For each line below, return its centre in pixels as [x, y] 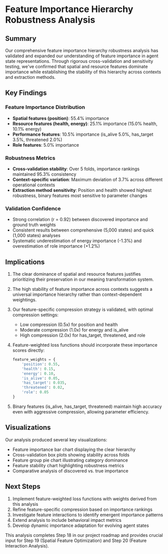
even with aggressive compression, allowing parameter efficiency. [81, 412]
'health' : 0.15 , [39, 369]
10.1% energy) [27, 129]
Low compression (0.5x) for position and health [69, 324]
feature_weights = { [34, 360]
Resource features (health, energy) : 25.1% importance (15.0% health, [85, 124]
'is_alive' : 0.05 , [41, 378]
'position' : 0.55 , [41, 364]
